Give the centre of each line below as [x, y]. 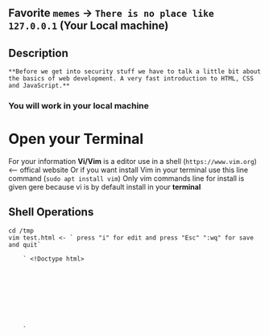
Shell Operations [51, 212]
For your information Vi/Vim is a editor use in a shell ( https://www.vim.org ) [133, 162]
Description [38, 53]
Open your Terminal [76, 139]
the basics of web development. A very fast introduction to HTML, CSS [131, 79]
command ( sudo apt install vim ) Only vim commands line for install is [126, 178]
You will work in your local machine [79, 106]
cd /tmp [21, 231]
